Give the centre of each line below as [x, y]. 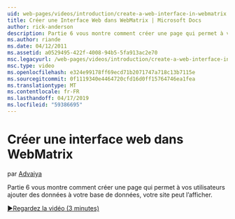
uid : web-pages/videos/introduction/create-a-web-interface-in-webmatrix [117, 14]
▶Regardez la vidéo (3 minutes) [53, 208]
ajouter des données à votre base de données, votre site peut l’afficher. [110, 195]
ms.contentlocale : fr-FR [43, 92]
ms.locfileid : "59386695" [45, 105]
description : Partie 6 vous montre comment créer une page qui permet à [115, 33]
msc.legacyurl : [29, 59]
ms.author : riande [34, 40]
